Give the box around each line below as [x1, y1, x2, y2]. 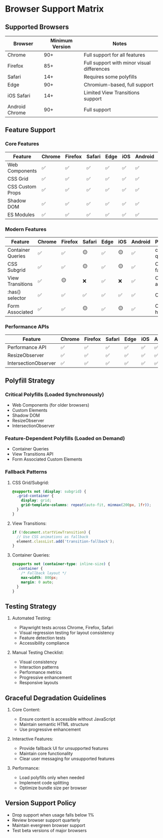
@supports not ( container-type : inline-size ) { [12, 561, 111, 567]
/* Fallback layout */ [21, 571, 67, 576]
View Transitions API [12, 451, 53, 457]
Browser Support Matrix [5, 3, 104, 15]
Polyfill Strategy [5, 376, 55, 385]
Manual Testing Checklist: [12, 650, 64, 655]
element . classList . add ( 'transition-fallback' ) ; [16, 539, 115, 544]
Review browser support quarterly [12, 817, 81, 823]
